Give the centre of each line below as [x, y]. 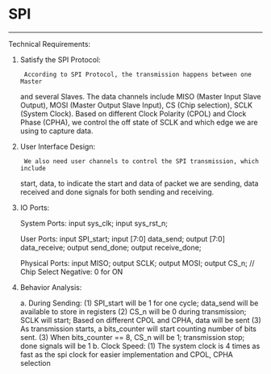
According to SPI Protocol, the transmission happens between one [138, 74]
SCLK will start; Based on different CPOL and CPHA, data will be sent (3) [141, 320]
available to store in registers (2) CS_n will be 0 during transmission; [133, 311]
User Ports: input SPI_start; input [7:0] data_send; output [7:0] [123, 238]
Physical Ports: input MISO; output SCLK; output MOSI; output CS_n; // [138, 263]
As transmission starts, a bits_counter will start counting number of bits [138, 329]
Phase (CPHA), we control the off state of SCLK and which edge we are [139, 122]
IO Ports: [35, 208]
